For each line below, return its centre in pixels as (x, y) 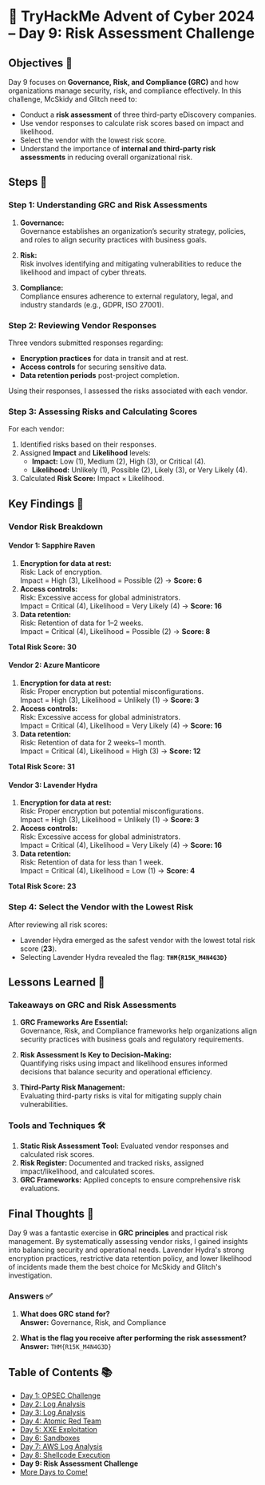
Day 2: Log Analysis (52, 1404)
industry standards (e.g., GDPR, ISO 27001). (92, 304)
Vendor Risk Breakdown (56, 526)
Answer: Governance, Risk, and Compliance (93, 1322)
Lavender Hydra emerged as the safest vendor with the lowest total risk (137, 940)
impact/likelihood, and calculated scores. (87, 1171)
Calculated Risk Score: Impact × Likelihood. (92, 479)
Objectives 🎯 (41, 63)
